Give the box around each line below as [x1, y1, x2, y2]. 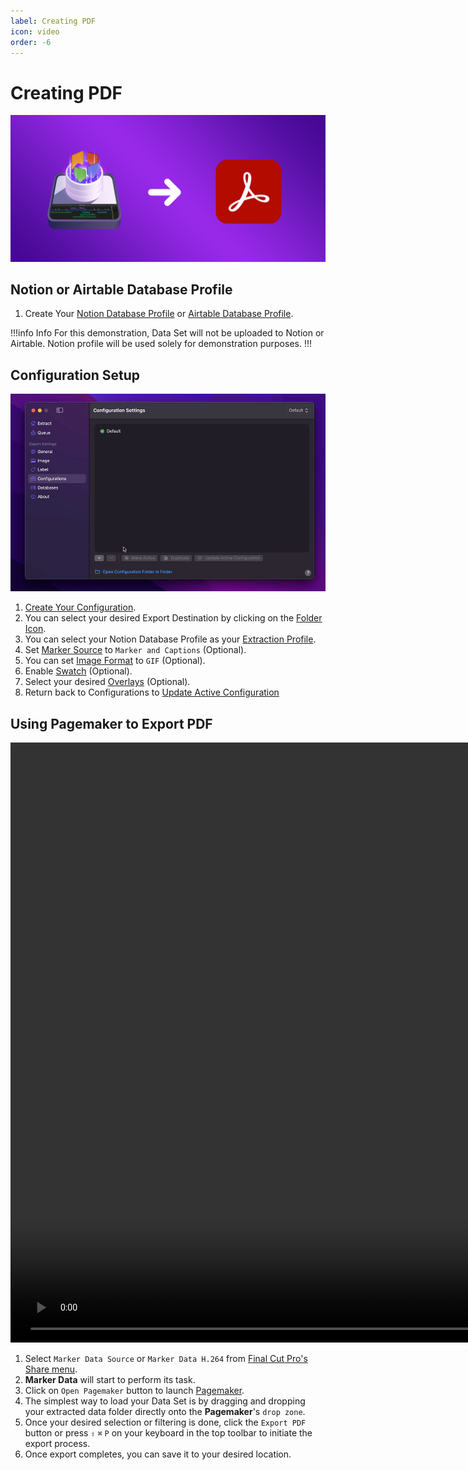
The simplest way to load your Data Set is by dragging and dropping [24, 1395, 306, 1407]
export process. [24, 1438, 91, 1450]
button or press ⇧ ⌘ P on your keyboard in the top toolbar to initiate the [24, 1427, 313, 1439]
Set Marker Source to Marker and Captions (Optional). [24, 644, 247, 656]
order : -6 [10, 37, 52, 47]
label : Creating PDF [10, 16, 97, 26]
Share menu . [24, 1363, 78, 1375]
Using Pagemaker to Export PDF [10, 715, 213, 732]
